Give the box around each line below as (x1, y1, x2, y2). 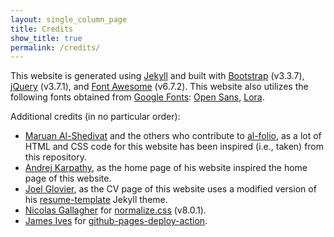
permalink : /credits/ (10, 42, 101, 53)
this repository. (24, 151, 87, 163)
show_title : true (10, 33, 83, 43)
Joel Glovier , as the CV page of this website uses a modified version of (24, 183, 317, 195)
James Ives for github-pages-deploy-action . (24, 215, 208, 227)
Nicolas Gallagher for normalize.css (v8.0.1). (24, 204, 207, 216)
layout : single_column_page (10, 14, 128, 25)
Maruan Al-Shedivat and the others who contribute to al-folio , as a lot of (24, 130, 322, 142)
